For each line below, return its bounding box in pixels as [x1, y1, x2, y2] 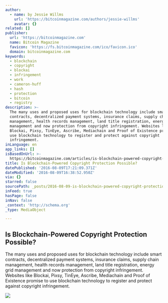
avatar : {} [14, 21, 37, 26]
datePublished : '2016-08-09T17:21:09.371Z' [5, 165, 97, 170]
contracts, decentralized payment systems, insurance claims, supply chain [5, 256, 159, 262]
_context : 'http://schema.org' [5, 202, 70, 207]
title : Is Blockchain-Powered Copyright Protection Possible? [5, 160, 137, 165]
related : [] [5, 26, 30, 31]
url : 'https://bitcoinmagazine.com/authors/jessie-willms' [14, 16, 140, 21]
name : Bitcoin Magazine [9, 40, 59, 45]
